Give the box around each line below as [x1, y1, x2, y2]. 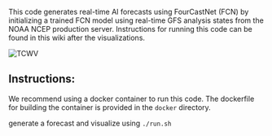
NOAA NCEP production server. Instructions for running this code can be [8, 24, 252, 33]
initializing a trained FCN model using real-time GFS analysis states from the [8, 15, 265, 25]
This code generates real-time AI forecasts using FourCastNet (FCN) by [8, 7, 249, 16]
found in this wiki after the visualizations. [8, 33, 145, 42]
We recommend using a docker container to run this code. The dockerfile [8, 94, 255, 103]
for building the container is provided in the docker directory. [8, 102, 212, 112]
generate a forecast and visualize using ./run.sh [8, 118, 172, 128]
